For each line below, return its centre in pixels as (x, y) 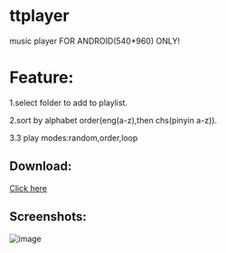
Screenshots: (48, 217)
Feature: (42, 78)
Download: (41, 166)
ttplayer (39, 16)
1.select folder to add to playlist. (69, 102)
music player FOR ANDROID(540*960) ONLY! (95, 41)
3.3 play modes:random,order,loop (74, 138)
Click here (28, 188)
